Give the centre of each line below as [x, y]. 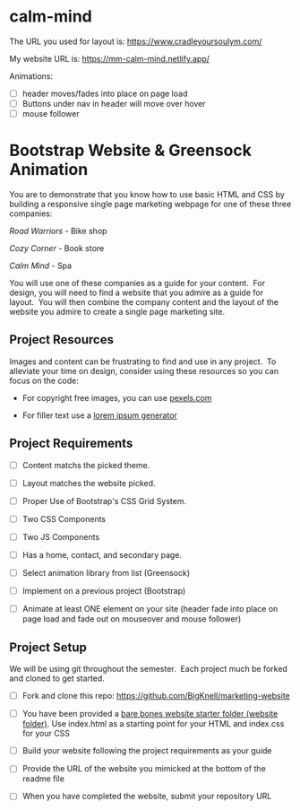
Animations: [31, 76]
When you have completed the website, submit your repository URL [147, 797]
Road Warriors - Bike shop [58, 231]
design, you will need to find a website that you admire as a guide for [137, 292]
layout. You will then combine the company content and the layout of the [144, 302]
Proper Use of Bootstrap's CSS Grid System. [104, 501]
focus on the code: [44, 380]
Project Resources [62, 340]
